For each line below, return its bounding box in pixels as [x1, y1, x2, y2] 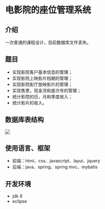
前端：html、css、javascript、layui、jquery [12, 158, 101, 164]
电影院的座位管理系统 [5, 4, 92, 16]
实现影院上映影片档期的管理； [12, 75, 73, 81]
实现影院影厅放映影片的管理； [12, 81, 73, 87]
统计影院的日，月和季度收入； [12, 94, 73, 100]
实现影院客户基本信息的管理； [12, 69, 73, 75]
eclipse [12, 198, 27, 204]
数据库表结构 [5, 116, 44, 124]
